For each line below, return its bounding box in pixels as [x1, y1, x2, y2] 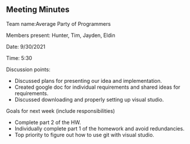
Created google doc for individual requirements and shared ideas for [14, 83, 181, 91]
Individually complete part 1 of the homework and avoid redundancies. [14, 125, 185, 132]
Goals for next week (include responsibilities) [6, 107, 116, 114]
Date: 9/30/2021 [6, 43, 46, 50]
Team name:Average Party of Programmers [6, 20, 111, 27]
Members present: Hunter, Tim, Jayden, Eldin [6, 32, 116, 39]
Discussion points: [6, 66, 51, 73]
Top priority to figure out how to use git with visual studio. [14, 131, 154, 138]
